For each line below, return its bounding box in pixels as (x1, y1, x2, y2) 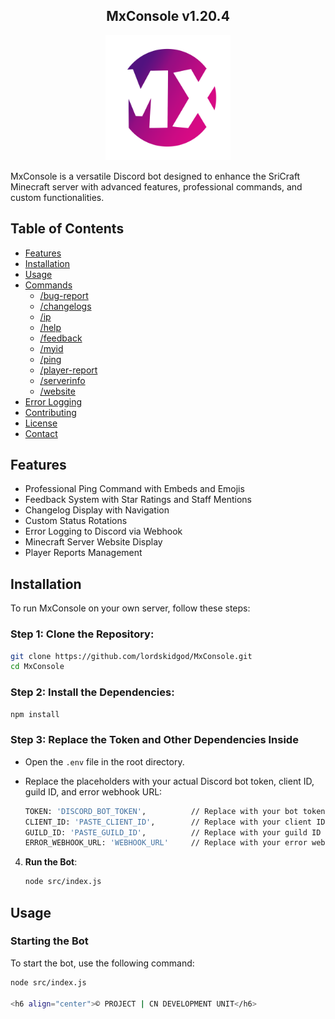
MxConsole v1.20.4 (106, 8, 230, 25)
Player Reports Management (24, 547, 143, 559)
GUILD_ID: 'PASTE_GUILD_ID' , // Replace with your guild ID (24, 827, 322, 838)
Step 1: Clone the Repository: (10, 627, 155, 641)
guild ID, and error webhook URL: (24, 785, 163, 798)
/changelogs (39, 300, 92, 312)
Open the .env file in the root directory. (24, 755, 185, 768)
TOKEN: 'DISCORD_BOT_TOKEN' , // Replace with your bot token (24, 806, 326, 816)
